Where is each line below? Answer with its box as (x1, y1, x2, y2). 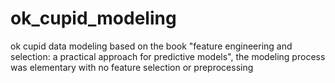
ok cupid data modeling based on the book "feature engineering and (10, 40, 293, 52)
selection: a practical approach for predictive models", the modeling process (10, 50, 326, 62)
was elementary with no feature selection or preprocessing (10, 61, 254, 73)
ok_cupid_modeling (10, 7, 177, 30)
